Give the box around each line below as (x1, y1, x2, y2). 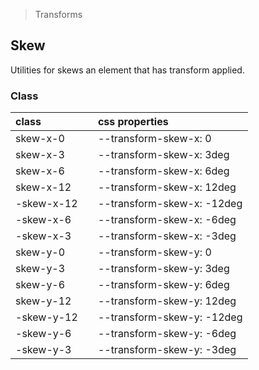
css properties (97, 115, 169, 129)
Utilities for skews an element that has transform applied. (10, 64, 245, 76)
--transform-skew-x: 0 (97, 132, 212, 146)
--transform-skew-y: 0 (97, 245, 212, 259)
